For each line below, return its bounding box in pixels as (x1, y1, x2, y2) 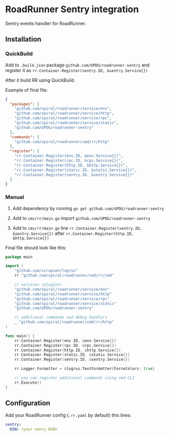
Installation (5, 35, 41, 44)
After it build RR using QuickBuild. (5, 77, 75, 83)
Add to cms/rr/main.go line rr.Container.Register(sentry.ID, (12, 225, 142, 231)
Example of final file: (5, 87, 48, 93)
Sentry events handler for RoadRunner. (5, 20, 87, 26)
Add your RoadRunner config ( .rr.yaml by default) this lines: (5, 412, 132, 418)
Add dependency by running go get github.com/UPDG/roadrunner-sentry (12, 205, 164, 211)
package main (5, 254, 33, 259)
